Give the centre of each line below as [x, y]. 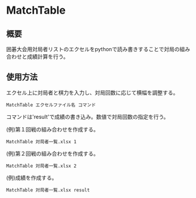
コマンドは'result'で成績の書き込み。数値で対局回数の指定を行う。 [88, 117]
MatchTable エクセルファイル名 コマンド [51, 105]
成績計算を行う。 [48, 56]
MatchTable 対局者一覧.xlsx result [48, 190]
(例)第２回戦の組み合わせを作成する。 [53, 153]
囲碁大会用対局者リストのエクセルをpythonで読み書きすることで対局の [93, 49]
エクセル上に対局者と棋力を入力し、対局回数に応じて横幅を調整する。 [92, 92]
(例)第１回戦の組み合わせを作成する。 [53, 129]
